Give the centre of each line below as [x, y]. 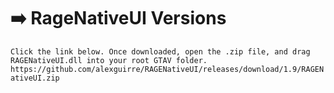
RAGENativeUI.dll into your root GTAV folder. [109, 60]
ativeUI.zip [35, 78]
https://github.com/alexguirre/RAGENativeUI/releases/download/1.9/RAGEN [167, 69]
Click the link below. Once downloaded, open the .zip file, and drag [160, 51]
